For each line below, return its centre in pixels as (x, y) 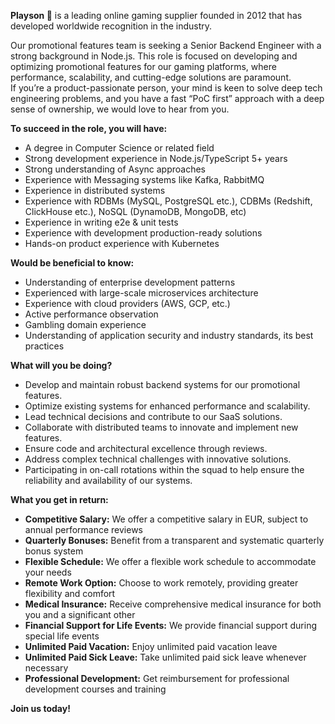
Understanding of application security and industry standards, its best (169, 335)
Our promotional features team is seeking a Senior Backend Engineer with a (166, 45)
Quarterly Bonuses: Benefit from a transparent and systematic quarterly (174, 540)
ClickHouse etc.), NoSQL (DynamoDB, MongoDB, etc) (135, 211)
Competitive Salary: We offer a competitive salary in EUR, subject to (166, 519)
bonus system (54, 551)
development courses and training (95, 689)
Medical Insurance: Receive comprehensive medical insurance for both (173, 604)
